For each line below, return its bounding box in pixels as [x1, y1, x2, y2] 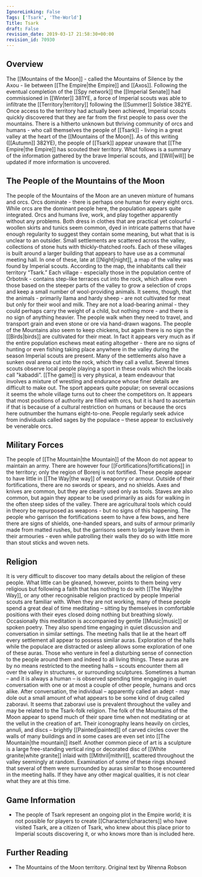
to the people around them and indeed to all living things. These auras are [6, 656, 189, 663]
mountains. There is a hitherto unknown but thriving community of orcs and [6, 120, 194, 127]
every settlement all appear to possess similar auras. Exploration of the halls [6, 637, 195, 644]
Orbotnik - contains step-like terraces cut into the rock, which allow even [6, 275, 188, 282]
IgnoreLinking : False [6, 8, 61, 15]
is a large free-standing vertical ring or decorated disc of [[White [6, 746, 167, 753]
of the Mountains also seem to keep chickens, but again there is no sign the [6, 326, 194, 333]
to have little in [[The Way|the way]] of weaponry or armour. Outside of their [6, 475, 195, 482]
